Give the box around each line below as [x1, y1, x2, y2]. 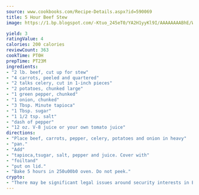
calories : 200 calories [6, 42, 65, 48]
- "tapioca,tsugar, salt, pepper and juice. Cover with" [6, 152, 150, 158]
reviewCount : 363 [6, 47, 49, 54]
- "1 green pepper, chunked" [6, 92, 78, 97]
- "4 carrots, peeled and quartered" [6, 75, 99, 81]
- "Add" [6, 146, 25, 152]
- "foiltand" [6, 158, 38, 163]
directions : [6, 130, 36, 136]
